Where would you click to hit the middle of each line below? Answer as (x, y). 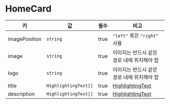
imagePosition (25, 39)
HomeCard (28, 9)
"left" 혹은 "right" (136, 35)
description (21, 94)
